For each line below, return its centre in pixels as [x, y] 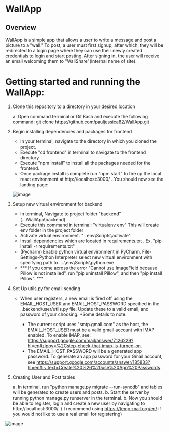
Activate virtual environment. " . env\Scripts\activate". [76, 235]
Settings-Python [37, 257]
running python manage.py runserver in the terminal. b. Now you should [87, 398]
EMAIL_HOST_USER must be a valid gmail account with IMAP [91, 330]
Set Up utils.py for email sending [46, 288]
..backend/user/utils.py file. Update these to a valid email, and [84, 309]
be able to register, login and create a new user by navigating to [79, 403]
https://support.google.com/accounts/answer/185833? [93, 362]
